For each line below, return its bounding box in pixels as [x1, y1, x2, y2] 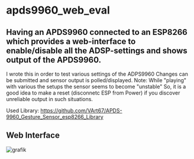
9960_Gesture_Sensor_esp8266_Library [6, 113, 104, 120]
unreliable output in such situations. [6, 96, 93, 102]
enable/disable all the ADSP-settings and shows [6, 46, 187, 56]
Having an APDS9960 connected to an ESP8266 [6, 27, 187, 37]
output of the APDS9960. [6, 54, 102, 65]
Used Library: [6, 107, 40, 114]
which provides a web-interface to [6, 36, 136, 46]
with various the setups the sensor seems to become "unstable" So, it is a [6, 83, 186, 90]
